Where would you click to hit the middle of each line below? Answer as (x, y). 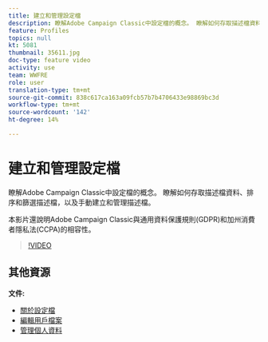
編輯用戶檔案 (41, 320)
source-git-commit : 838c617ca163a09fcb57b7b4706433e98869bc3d (114, 97)
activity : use (32, 68)
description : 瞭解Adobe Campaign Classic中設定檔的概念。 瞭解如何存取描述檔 (129, 23)
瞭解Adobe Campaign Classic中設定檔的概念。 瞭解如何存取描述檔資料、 (128, 192)
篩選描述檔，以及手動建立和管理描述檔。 (89, 202)
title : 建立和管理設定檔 (45, 16)
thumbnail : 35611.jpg (44, 53)
